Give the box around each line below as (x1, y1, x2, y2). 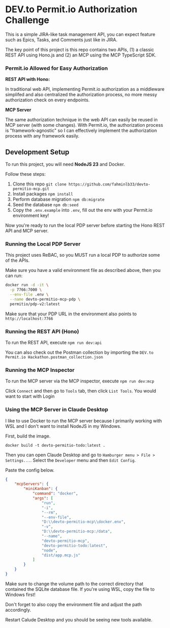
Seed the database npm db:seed (12, 202, 79, 208)
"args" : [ (32, 496, 53, 501)
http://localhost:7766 (5, 316, 53, 321)
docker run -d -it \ (5, 283, 49, 288)
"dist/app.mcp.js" (41, 553, 81, 558)
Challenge (5, 14, 50, 26)
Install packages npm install (12, 191, 74, 197)
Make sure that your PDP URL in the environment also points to (5, 311, 137, 317)
